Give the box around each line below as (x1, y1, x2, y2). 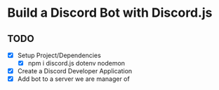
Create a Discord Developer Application (17, 67, 133, 75)
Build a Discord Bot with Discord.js (7, 5, 213, 21)
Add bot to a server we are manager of (17, 75, 130, 83)
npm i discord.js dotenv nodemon (27, 59, 125, 68)
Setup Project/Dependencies (17, 51, 102, 59)
